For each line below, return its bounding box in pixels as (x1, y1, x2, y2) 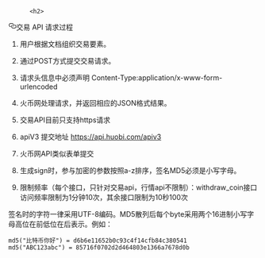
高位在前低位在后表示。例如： (14, 219, 113, 229)
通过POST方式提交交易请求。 (19, 56, 116, 65)
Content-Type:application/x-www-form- (90, 73, 223, 83)
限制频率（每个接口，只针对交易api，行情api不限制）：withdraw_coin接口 (19, 183, 258, 192)
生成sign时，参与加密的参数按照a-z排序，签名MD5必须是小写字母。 (19, 166, 241, 175)
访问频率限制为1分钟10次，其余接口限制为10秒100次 (19, 193, 188, 202)
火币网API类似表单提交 (19, 149, 94, 158)
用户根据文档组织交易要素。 (19, 40, 111, 48)
